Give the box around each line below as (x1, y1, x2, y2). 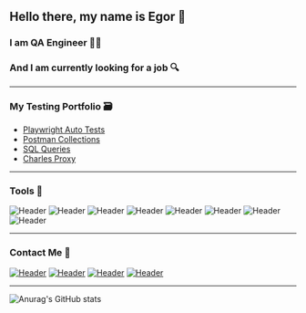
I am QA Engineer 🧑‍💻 (9, 37, 102, 49)
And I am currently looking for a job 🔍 (9, 61, 179, 74)
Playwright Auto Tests (22, 124, 106, 135)
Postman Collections (22, 133, 100, 144)
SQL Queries (22, 143, 71, 154)
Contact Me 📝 (9, 246, 71, 259)
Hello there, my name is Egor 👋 (9, 9, 187, 25)
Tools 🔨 (9, 184, 43, 197)
